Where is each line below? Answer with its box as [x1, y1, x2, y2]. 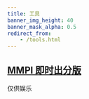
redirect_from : [7, 29, 52, 37]
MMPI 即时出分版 [7, 64, 82, 76]
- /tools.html [20, 37, 61, 44]
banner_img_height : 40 [7, 17, 74, 24]
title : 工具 [7, 10, 40, 18]
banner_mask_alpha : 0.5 [7, 23, 77, 30]
